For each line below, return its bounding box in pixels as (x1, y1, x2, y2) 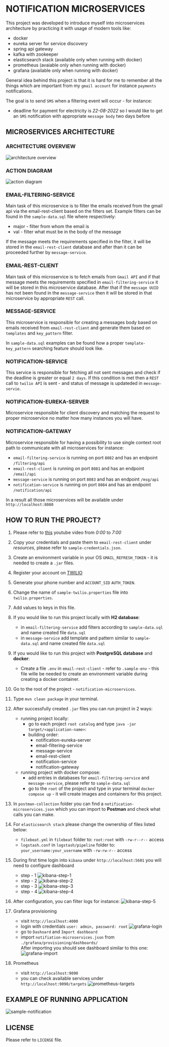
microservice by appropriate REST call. (6, 295, 85, 301)
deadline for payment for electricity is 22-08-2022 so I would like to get (13, 107, 163, 114)
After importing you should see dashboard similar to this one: (20, 945, 148, 951)
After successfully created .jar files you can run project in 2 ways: (13, 705, 153, 711)
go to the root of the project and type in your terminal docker (28, 785, 155, 791)
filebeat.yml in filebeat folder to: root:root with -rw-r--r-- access (20, 836, 164, 842)
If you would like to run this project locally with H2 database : (13, 614, 140, 620)
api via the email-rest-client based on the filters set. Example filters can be (6, 208, 161, 214)
